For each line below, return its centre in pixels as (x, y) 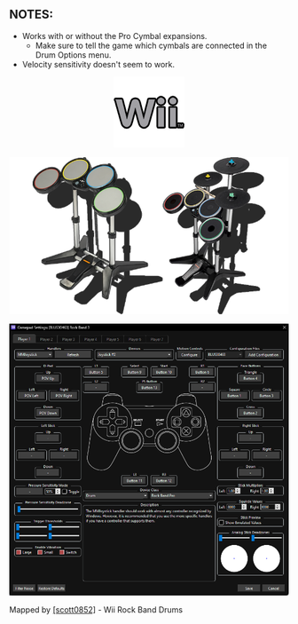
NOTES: (31, 15)
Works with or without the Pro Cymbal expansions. (114, 36)
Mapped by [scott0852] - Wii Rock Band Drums (96, 609)
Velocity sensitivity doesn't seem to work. (98, 64)
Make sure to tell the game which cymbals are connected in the (151, 45)
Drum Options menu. (73, 55)
